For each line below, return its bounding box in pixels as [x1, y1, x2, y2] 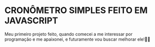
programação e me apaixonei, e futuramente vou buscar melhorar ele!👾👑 [4, 36, 151, 42]
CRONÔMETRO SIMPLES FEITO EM [4, 5, 148, 16]
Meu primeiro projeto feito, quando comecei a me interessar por [4, 31, 133, 37]
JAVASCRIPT [4, 15, 58, 26]
